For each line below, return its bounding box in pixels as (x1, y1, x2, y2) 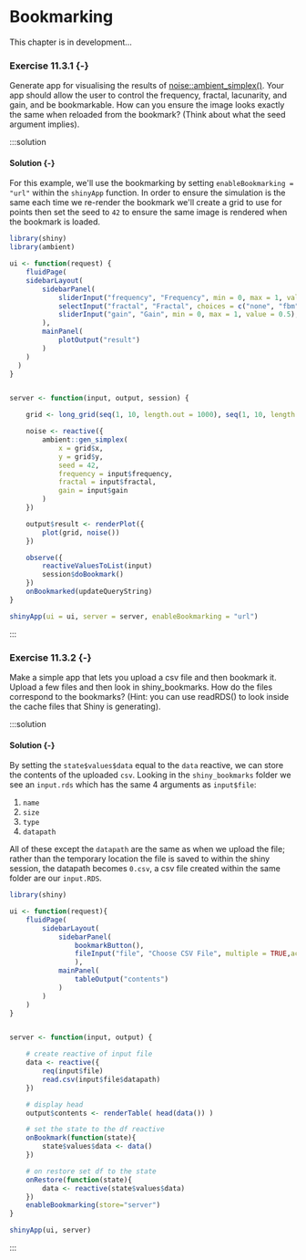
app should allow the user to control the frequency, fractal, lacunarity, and (9, 89, 288, 101)
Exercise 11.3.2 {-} (9, 651, 92, 663)
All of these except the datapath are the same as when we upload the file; (9, 844, 285, 855)
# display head (25, 1099, 84, 1109)
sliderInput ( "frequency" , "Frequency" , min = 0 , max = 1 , (57, 293, 283, 302)
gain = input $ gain (57, 486, 128, 495)
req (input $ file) (42, 1067, 104, 1076)
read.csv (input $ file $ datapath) (42, 1075, 161, 1084)
